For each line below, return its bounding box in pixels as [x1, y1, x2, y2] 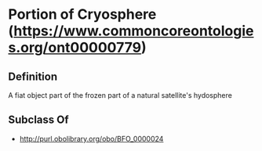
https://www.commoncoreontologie [13, 22, 254, 40]
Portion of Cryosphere [8, 5, 157, 23]
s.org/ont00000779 [8, 39, 142, 56]
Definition [8, 70, 57, 83]
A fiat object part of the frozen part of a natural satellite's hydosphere [8, 91, 233, 99]
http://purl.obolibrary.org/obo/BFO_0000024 [19, 134, 164, 143]
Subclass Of [8, 113, 69, 127]
